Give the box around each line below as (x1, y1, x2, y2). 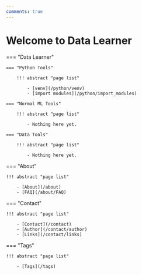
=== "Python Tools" (6, 65, 54, 71)
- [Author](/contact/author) (16, 226, 88, 232)
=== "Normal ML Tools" (6, 100, 61, 106)
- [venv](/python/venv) (27, 85, 85, 91)
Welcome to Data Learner (6, 33, 133, 47)
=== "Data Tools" (6, 132, 49, 137)
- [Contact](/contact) (16, 221, 72, 227)
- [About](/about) (16, 184, 61, 190)
